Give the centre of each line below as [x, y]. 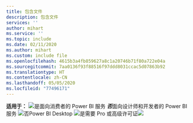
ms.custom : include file [37, 56]
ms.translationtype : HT [36, 72]
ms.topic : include [29, 39]
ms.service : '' [25, 34]
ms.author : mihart [29, 50]
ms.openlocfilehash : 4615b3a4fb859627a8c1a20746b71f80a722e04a [86, 61]
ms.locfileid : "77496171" [38, 89]
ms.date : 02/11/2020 [32, 45]
